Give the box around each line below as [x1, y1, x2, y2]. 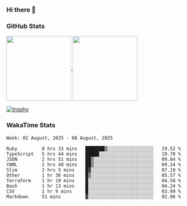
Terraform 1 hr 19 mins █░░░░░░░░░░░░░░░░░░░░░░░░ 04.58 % [6, 177, 182, 183]
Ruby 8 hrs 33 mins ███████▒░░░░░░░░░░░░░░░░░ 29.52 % [6, 146, 182, 152]
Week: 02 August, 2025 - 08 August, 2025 [6, 135, 113, 141]
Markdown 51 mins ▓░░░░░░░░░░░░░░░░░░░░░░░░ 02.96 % [6, 193, 182, 200]
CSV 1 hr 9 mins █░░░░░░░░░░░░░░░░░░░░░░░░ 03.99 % [6, 188, 182, 194]
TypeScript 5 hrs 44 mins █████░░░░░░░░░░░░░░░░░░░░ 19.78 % [6, 151, 182, 157]
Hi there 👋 [6, 5, 37, 14]
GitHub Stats [6, 21, 45, 30]
